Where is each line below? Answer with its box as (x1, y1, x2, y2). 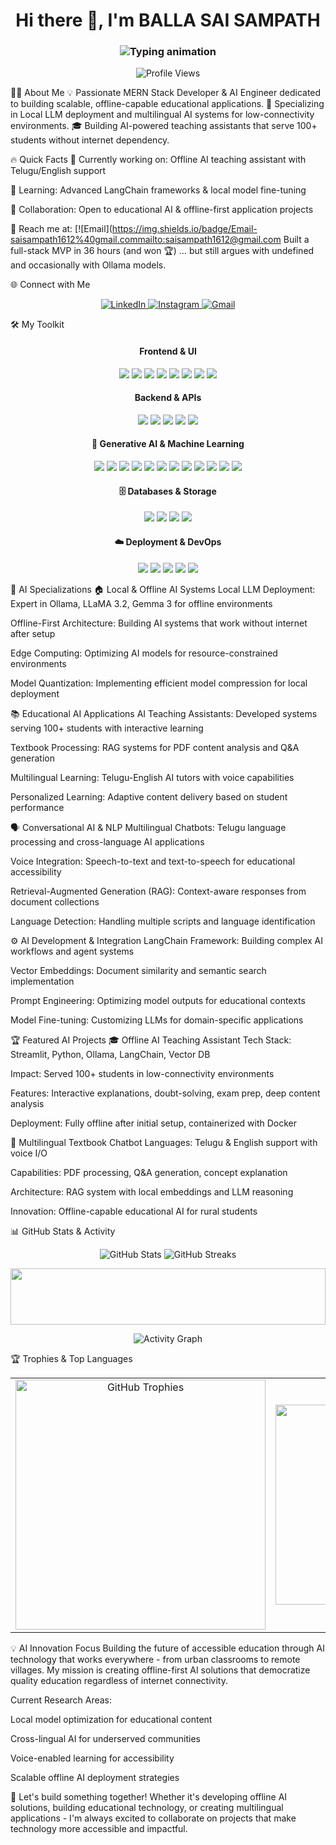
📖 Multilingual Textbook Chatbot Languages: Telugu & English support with (10, 1136, 318, 1148)
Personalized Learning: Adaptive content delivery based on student (10, 790, 288, 803)
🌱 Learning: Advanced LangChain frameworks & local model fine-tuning (10, 184, 307, 196)
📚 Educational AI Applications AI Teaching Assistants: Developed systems (10, 707, 318, 719)
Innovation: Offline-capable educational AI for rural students (10, 1205, 258, 1217)
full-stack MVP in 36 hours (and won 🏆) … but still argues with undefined (10, 245, 315, 257)
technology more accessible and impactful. (10, 1822, 188, 1834)
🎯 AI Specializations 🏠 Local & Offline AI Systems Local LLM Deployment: (10, 583, 316, 595)
